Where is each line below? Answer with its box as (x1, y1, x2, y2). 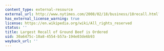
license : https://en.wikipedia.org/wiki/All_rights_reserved (5, 20, 132, 26)
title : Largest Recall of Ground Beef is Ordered (5, 30, 108, 34)
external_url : (5, 12, 34, 17)
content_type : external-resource (5, 7, 73, 12)
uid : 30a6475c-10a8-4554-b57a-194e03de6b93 (5, 34, 95, 39)
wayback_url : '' (5, 39, 38, 44)
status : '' (5, 25, 27, 30)
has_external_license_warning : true (5, 16, 80, 21)
